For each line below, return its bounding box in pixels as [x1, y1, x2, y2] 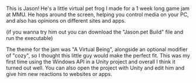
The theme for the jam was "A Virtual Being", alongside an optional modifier [6, 46, 188, 53]
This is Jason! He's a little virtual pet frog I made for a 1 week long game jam [6, 5, 190, 12]
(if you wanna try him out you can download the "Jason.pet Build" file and [6, 28, 183, 35]
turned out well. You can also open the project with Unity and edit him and [6, 64, 185, 71]
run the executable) [6, 35, 53, 41]
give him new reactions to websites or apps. [6, 71, 112, 77]
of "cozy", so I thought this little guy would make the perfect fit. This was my [6, 52, 190, 59]
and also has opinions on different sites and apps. [6, 17, 126, 24]
